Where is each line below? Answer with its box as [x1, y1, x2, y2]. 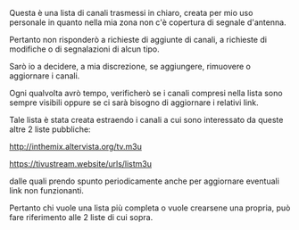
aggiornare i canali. [9, 70, 80, 81]
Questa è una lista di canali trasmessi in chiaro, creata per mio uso [9, 8, 253, 18]
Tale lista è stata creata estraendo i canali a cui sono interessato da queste [9, 115, 284, 125]
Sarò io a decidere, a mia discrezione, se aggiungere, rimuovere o [9, 62, 252, 71]
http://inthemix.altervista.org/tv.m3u [9, 142, 143, 152]
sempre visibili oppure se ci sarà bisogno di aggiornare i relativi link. [9, 97, 259, 108]
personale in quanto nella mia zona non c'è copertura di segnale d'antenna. [9, 17, 287, 28]
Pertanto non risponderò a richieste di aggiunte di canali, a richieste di [9, 35, 268, 45]
